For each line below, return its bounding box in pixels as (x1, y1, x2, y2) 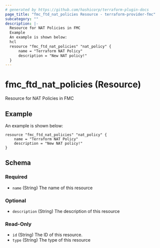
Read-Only (5, 220, 32, 227)
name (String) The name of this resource (12, 185, 93, 191)
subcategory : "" (5, 16, 39, 21)
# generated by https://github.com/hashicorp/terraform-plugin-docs (5, 7, 149, 12)
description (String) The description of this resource (12, 208, 120, 214)
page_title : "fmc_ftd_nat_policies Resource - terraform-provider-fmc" (5, 12, 156, 17)
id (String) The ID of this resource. (12, 232, 83, 238)
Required (5, 173, 28, 180)
